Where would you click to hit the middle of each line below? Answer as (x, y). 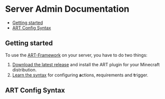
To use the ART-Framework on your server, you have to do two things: (76, 55)
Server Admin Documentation (67, 9)
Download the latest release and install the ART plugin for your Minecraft (86, 64)
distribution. (24, 70)
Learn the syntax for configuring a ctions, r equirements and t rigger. (80, 75)
